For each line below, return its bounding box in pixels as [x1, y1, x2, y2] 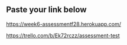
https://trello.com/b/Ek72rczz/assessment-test [6, 32, 120, 39]
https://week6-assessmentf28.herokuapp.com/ [6, 20, 122, 27]
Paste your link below [6, 5, 87, 15]
